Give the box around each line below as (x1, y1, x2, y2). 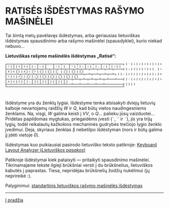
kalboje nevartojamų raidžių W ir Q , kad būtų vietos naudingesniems (5, 105, 147, 111)
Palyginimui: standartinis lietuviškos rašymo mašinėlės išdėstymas (5, 182, 143, 188)
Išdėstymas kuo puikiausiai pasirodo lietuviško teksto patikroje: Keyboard (5, 142, 157, 148)
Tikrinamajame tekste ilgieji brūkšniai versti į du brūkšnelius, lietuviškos (5, 162, 153, 168)
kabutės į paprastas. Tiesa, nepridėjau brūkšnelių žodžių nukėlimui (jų (5, 167, 150, 173)
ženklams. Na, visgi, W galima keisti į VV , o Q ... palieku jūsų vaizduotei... (5, 110, 155, 116)
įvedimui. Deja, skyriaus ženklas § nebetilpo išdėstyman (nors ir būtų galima (5, 126, 162, 132)
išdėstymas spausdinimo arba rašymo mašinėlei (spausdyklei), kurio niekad (5, 38, 162, 44)
